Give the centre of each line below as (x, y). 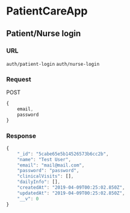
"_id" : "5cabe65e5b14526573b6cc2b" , (63, 154)
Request (19, 79)
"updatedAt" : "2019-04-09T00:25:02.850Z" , (71, 193)
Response (21, 136)
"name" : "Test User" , (44, 159)
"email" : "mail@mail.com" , (51, 165)
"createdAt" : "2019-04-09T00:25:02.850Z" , (71, 188)
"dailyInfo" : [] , (39, 182)
